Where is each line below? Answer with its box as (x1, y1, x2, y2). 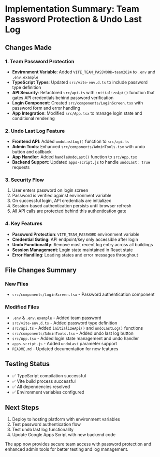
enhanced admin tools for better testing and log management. (5, 446, 129, 452)
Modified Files (5, 304, 40, 310)
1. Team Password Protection (5, 58, 74, 65)
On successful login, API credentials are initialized (12, 198, 112, 203)
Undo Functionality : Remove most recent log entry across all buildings (12, 241, 153, 247)
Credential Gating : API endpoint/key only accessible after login (12, 237, 139, 242)
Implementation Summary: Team (5, 3, 139, 15)
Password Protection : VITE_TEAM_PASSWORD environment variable (12, 231, 140, 237)
